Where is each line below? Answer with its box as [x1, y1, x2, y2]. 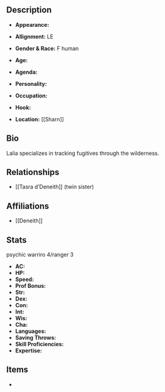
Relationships [6, 167, 60, 177]
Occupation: [15, 91, 47, 99]
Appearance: [15, 21, 50, 28]
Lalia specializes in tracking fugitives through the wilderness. [6, 149, 160, 157]
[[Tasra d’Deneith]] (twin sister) [15, 183, 94, 191]
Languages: [15, 327, 46, 335]
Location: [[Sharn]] [15, 115, 64, 123]
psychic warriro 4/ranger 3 [6, 251, 74, 258]
